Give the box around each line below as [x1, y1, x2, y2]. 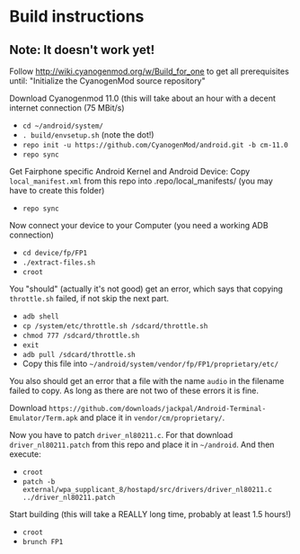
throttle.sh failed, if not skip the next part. [9, 293, 169, 303]
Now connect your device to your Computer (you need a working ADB [9, 220, 269, 230]
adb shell [22, 312, 60, 321]
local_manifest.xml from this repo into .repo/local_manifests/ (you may [9, 175, 274, 186]
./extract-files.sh [22, 258, 96, 267]
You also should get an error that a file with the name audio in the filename [9, 376, 285, 386]
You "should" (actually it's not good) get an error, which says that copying [9, 283, 283, 294]
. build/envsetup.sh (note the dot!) [22, 130, 154, 140]
